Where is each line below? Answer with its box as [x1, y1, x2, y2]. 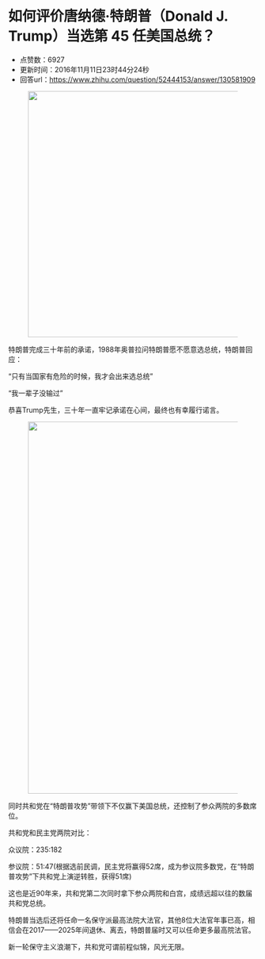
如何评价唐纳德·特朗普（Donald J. [8, 7, 229, 25]
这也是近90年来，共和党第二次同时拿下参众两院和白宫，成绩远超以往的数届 [8, 888, 253, 898]
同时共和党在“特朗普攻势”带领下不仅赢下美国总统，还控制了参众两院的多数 [8, 801, 251, 811]
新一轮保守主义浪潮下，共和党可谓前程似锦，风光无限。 [8, 942, 188, 951]
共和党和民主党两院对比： [8, 827, 92, 838]
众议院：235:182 [8, 845, 62, 854]
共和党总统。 [8, 898, 50, 907]
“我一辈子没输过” [8, 388, 63, 398]
